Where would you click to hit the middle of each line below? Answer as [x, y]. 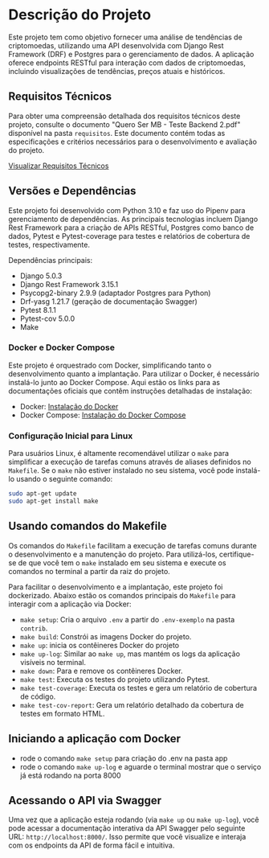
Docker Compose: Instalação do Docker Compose [103, 415]
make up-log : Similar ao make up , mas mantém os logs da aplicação [130, 654]
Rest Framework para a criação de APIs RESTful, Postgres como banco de [131, 228]
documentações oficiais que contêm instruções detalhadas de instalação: [130, 391]
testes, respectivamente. [49, 244]
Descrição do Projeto [79, 15]
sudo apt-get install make [53, 501]
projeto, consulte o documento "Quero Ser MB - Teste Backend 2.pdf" [124, 124]
